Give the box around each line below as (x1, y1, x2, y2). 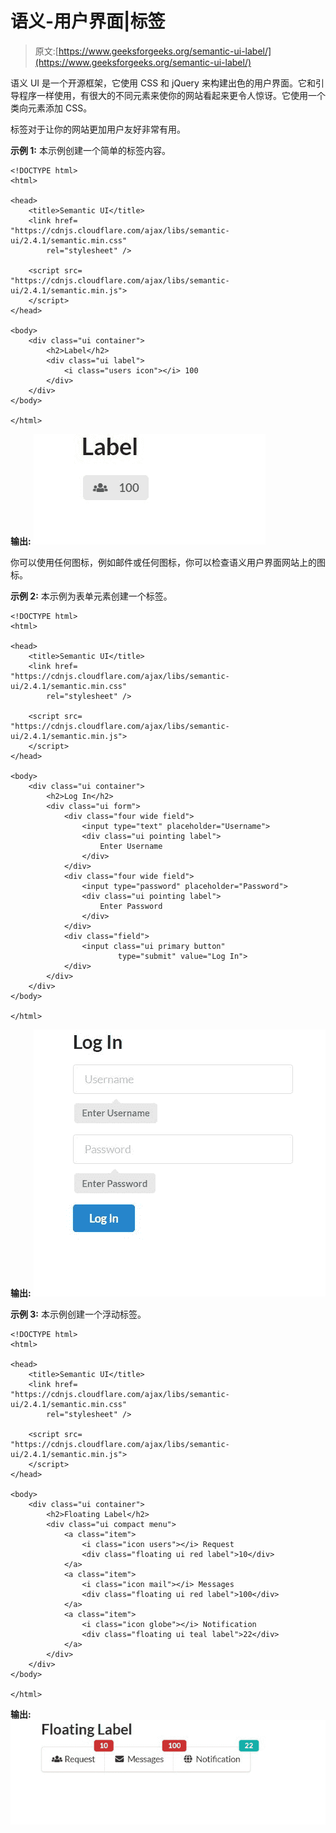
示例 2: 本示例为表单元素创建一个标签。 (10, 590, 173, 602)
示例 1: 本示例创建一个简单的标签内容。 (10, 144, 171, 156)
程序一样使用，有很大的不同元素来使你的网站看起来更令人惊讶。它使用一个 (18, 89, 326, 101)
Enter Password (99, 901, 163, 911)
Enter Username (99, 841, 163, 851)
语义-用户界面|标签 (10, 10, 166, 33)
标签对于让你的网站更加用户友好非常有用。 (10, 123, 186, 135)
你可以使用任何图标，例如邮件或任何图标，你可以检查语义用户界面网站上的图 (10, 556, 326, 568)
